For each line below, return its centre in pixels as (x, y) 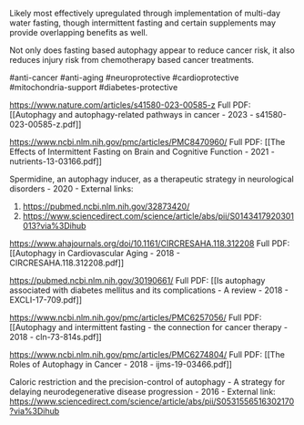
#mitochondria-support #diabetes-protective (94, 87)
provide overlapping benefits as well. (79, 32)
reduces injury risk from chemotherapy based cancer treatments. (132, 60)
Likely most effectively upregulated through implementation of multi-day (145, 13)
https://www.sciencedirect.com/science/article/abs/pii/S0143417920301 (158, 216)
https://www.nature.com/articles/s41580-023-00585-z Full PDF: (130, 105)
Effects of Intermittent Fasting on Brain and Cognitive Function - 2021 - (142, 151)
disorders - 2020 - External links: (71, 189)
